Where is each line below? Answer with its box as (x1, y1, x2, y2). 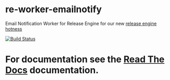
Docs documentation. (5, 65, 99, 76)
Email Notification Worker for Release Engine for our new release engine (5, 20, 157, 26)
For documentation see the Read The (5, 54, 165, 65)
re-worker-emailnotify (5, 4, 102, 15)
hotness (5, 25, 22, 32)
